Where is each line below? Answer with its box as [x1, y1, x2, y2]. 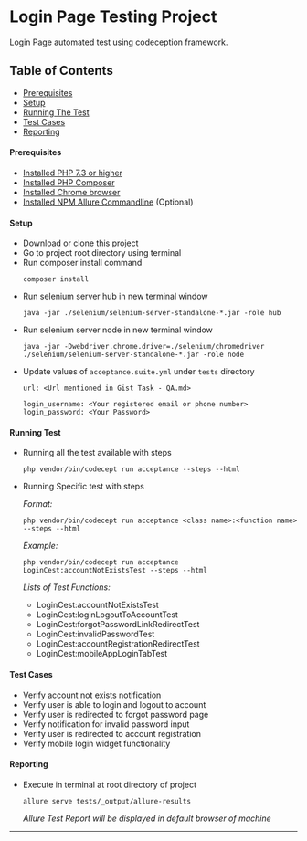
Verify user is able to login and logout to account [22, 699, 206, 710]
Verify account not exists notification [22, 689, 162, 700]
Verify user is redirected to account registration [22, 728, 201, 739]
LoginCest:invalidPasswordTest [36, 628, 155, 640]
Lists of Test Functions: [22, 582, 111, 593]
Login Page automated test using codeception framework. [9, 37, 228, 47]
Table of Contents [9, 63, 114, 79]
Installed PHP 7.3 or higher [22, 167, 123, 178]
